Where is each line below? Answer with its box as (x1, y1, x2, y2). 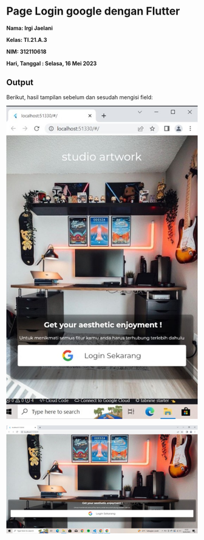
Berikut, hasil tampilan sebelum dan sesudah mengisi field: (6, 93, 153, 101)
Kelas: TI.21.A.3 (6, 36, 47, 43)
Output (6, 77, 33, 88)
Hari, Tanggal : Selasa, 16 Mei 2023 (6, 60, 97, 67)
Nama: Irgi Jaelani (6, 24, 53, 32)
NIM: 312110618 (6, 47, 47, 55)
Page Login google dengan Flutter (6, 4, 180, 18)
